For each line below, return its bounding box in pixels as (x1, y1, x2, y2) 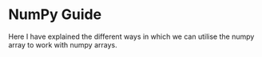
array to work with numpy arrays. (8, 40, 117, 49)
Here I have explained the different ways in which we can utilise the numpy (8, 32, 255, 41)
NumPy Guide (8, 6, 102, 24)
